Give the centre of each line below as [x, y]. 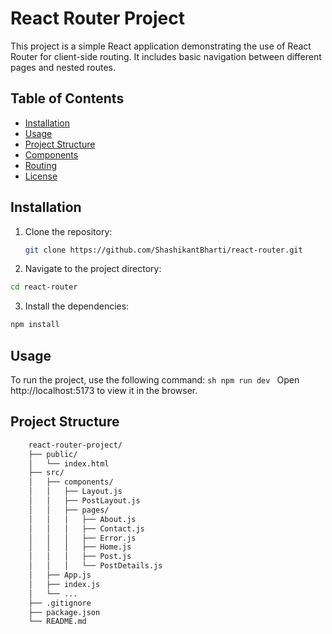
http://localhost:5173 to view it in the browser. [104, 390]
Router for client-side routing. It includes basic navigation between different [166, 56]
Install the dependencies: [77, 306]
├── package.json [64, 612]
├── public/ [53, 454]
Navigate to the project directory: [93, 269]
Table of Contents [67, 98]
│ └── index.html [69, 463]
